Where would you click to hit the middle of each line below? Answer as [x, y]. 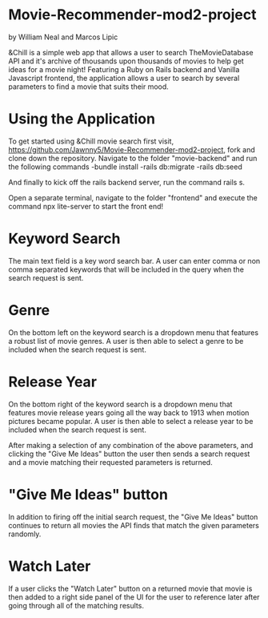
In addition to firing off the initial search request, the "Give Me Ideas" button [133, 517]
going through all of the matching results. [76, 605]
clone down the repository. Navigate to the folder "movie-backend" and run [133, 158]
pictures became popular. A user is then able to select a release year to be [131, 421]
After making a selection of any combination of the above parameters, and [131, 445]
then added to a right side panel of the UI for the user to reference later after [134, 597]
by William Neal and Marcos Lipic [63, 37]
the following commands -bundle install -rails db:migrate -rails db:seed [125, 167]
